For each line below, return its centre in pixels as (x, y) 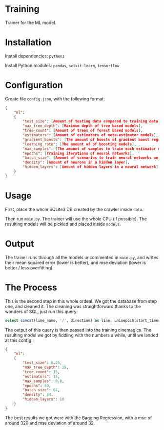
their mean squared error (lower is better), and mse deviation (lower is (76, 263)
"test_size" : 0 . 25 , (42, 363)
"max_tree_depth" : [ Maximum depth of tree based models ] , (83, 126)
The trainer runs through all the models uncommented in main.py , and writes (82, 257)
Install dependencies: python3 (35, 56)
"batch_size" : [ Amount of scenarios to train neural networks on (91, 158)
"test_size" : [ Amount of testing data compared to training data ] (92, 121)
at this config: (19, 340)
